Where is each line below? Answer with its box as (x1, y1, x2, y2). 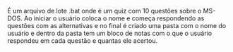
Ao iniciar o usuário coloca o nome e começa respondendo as (23, 14, 205, 22)
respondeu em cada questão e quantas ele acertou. (7, 37, 157, 45)
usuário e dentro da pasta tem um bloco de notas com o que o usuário (7, 29, 213, 37)
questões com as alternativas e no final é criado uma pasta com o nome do (7, 22, 227, 30)
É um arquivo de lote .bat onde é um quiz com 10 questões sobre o (7, 7, 202, 15)
